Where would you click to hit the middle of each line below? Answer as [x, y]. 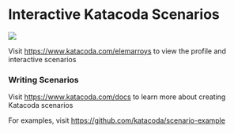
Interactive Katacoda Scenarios [114, 15]
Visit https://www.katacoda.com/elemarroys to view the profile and [117, 51]
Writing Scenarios [43, 79]
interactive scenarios [42, 59]
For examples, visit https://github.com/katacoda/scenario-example [117, 120]
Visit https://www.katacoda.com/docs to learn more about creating [117, 97]
